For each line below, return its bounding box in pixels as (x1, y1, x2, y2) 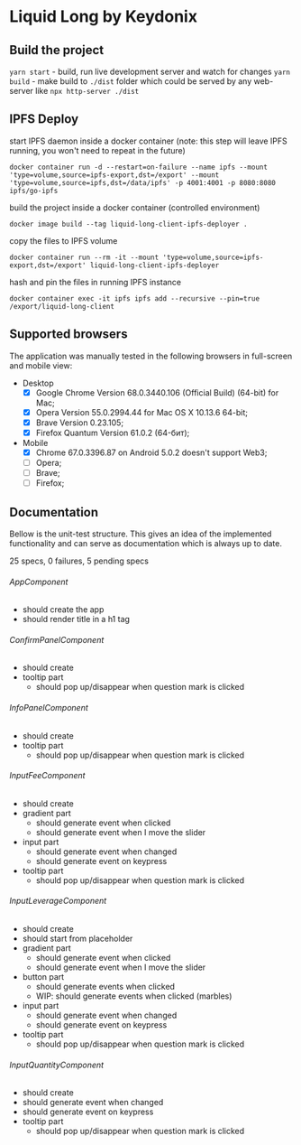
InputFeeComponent (9, 770, 86, 781)
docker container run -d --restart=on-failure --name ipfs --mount (9, 163, 269, 172)
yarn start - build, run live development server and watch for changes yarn (9, 66, 291, 77)
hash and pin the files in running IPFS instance (9, 276, 182, 287)
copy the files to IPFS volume (9, 235, 118, 246)
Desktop (22, 377, 54, 388)
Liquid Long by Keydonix (9, 6, 198, 27)
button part (22, 971, 65, 982)
